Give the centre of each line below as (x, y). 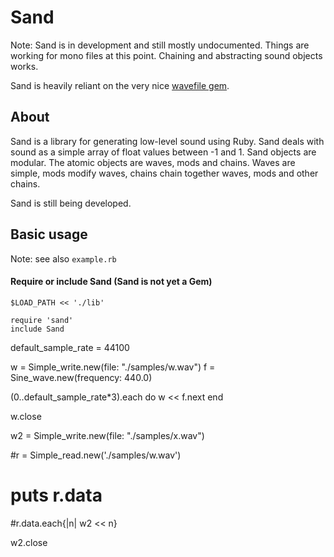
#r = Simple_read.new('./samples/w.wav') (96, 455)
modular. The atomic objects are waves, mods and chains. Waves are (153, 162)
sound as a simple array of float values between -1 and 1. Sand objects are (163, 152)
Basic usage (49, 234)
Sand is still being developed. (71, 203)
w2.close (29, 542)
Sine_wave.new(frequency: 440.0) (81, 377)
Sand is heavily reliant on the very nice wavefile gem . (120, 85)
